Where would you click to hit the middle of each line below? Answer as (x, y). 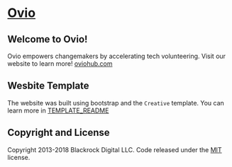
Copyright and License (59, 133)
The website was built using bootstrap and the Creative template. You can (116, 103)
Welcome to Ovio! (48, 39)
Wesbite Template (49, 86)
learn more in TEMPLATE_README (58, 110)
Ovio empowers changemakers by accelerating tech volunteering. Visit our (116, 56)
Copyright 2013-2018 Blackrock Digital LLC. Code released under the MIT (115, 149)
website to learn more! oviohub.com (60, 64)
